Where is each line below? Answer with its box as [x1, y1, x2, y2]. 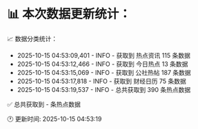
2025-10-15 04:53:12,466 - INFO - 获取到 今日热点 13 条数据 [17, 60, 188, 68]
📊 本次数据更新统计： [7, 6, 131, 22]
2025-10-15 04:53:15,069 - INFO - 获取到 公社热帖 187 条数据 [17, 68, 191, 76]
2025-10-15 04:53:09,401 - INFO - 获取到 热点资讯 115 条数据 [17, 51, 191, 59]
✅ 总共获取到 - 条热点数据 [7, 100, 81, 108]
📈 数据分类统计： [7, 34, 57, 43]
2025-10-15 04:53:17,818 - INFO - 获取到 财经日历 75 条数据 [17, 77, 186, 85]
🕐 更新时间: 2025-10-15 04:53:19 [7, 115, 102, 123]
